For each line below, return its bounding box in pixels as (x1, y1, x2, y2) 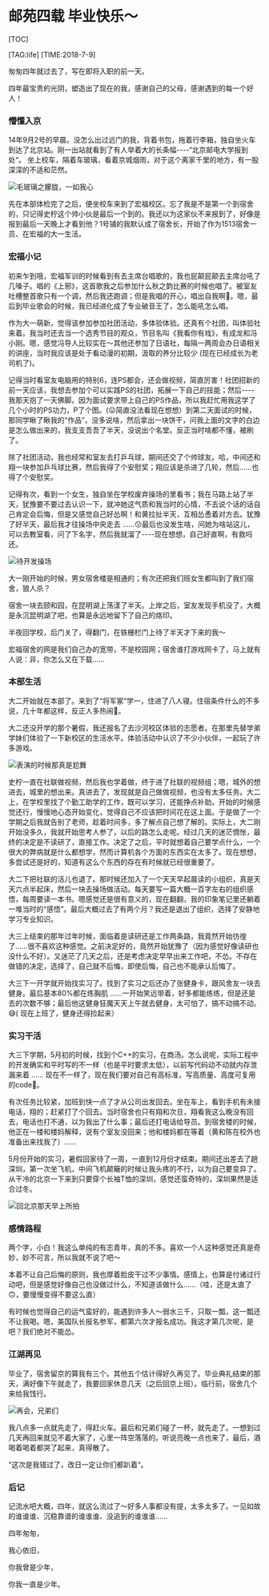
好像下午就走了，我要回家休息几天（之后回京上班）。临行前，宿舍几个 (29, 1378, 258, 1388)
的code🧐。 (8, 1080, 44, 1090)
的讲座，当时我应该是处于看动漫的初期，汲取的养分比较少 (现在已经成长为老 (8, 348, 259, 357)
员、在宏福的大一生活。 (8, 229, 86, 239)
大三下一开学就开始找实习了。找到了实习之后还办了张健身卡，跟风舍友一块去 (8, 978, 261, 987)
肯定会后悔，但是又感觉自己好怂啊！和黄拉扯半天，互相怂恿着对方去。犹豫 (14, 509, 261, 519)
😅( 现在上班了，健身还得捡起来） (8, 1008, 118, 1018)
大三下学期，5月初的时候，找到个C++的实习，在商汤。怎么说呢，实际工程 (8, 1050, 252, 1059)
